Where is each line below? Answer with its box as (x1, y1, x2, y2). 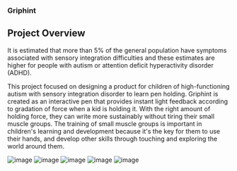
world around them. (7, 141, 65, 150)
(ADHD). (7, 68, 32, 77)
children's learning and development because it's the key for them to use (7, 127, 221, 135)
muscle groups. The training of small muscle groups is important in (7, 119, 202, 128)
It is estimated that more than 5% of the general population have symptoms (7, 46, 227, 54)
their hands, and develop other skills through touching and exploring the (7, 134, 218, 143)
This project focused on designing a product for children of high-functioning (7, 82, 230, 90)
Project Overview (7, 27, 86, 39)
